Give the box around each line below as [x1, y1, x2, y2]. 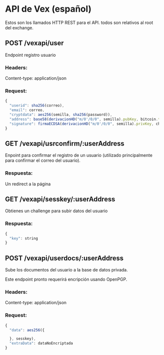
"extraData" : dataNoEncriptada [9, 341, 73, 346]
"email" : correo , [9, 108, 45, 113]
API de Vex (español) [5, 3, 92, 15]
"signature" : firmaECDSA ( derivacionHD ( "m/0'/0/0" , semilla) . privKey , [9, 121, 154, 126]
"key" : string [9, 236, 38, 241]
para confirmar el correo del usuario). [5, 157, 81, 163]
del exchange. [5, 24, 34, 30]
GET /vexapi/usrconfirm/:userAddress [5, 139, 124, 148]
